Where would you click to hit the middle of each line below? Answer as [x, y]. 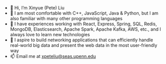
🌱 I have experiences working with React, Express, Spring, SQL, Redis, [83, 24]
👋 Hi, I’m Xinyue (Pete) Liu [37, 8]
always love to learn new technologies [50, 35]
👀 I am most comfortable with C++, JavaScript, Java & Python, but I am [84, 13]
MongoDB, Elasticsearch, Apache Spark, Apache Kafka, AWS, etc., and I [85, 29]
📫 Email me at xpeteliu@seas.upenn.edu [53, 56]
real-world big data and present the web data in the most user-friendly [84, 45]
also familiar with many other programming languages [66, 18]
